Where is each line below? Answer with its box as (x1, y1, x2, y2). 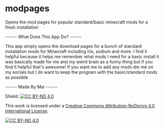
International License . (5, 108, 49, 114)
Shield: (5, 93, 19, 99)
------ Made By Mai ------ (5, 84, 58, 89)
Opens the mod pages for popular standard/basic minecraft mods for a (5, 19, 148, 25)
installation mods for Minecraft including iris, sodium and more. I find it (5, 48, 147, 54)
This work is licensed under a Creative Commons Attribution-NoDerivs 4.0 (5, 103, 155, 108)
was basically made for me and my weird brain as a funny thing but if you (5, 59, 153, 64)
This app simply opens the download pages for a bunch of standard (5, 43, 142, 49)
